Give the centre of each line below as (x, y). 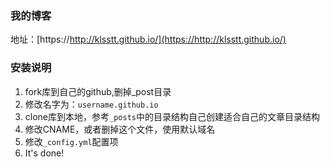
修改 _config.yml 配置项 (71, 141)
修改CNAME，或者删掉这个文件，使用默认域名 (120, 129)
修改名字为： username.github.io (91, 104)
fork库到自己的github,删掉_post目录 (98, 91)
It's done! (44, 153)
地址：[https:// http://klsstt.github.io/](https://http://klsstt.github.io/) (148, 39)
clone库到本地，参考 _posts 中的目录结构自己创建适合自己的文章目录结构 (172, 116)
